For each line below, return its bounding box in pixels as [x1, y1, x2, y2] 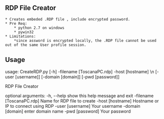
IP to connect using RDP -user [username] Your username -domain [5, 103, 141, 109]
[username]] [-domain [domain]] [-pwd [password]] [15, 74, 120, 79]
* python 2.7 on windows [14, 25, 65, 30]
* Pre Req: [5, 21, 27, 26]
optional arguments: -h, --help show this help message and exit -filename [5, 93, 154, 99]
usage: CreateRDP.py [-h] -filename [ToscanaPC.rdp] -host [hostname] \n [5, 68, 154, 75]
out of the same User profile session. [5, 42, 87, 47]
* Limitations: [5, 34, 36, 39]
